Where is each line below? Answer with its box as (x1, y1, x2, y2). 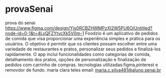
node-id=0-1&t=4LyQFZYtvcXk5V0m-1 (5, 30, 84, 36)
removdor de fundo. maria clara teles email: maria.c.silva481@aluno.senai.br (5, 67, 162, 73)
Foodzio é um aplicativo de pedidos (85, 30, 158, 36)
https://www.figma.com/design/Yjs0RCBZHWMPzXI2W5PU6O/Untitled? (5, 25, 153, 31)
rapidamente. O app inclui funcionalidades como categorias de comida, (5, 51, 151, 57)
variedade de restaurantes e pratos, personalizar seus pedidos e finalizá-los (5, 46, 161, 52)
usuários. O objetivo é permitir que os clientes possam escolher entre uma (5, 40, 157, 46)
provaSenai (5, 3, 54, 15)
